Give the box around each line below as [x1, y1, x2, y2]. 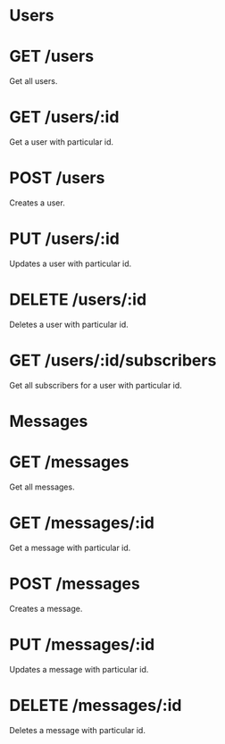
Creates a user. [9, 197, 65, 208]
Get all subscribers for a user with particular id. [9, 380, 183, 390]
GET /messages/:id [9, 513, 154, 533]
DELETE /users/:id [9, 289, 147, 310]
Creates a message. [9, 603, 83, 614]
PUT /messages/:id [9, 635, 155, 655]
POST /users [9, 168, 105, 188]
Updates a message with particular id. [9, 664, 149, 674]
